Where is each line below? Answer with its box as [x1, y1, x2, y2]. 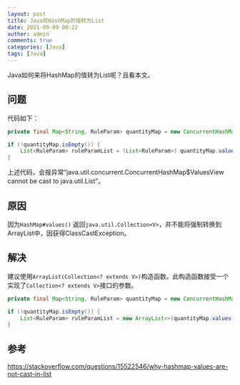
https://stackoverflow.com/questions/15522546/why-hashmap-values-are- [7, 362, 229, 371]
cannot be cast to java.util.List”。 [7, 177, 105, 185]
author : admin [7, 30, 50, 38]
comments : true [7, 37, 53, 44]
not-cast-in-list [7, 370, 52, 379]
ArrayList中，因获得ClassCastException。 [7, 229, 131, 237]
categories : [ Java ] [7, 43, 66, 51]
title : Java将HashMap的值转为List [7, 17, 105, 24]
